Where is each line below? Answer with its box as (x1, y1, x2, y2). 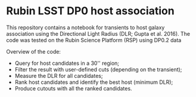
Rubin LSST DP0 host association (6, 4, 175, 18)
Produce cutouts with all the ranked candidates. (14, 85, 132, 92)
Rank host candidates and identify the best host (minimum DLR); (14, 79, 173, 86)
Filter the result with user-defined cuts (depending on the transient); (14, 65, 182, 73)
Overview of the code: (6, 48, 61, 55)
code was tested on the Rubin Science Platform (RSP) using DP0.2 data (6, 36, 182, 43)
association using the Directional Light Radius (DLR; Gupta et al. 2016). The (6, 30, 191, 37)
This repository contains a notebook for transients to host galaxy (6, 24, 165, 31)
